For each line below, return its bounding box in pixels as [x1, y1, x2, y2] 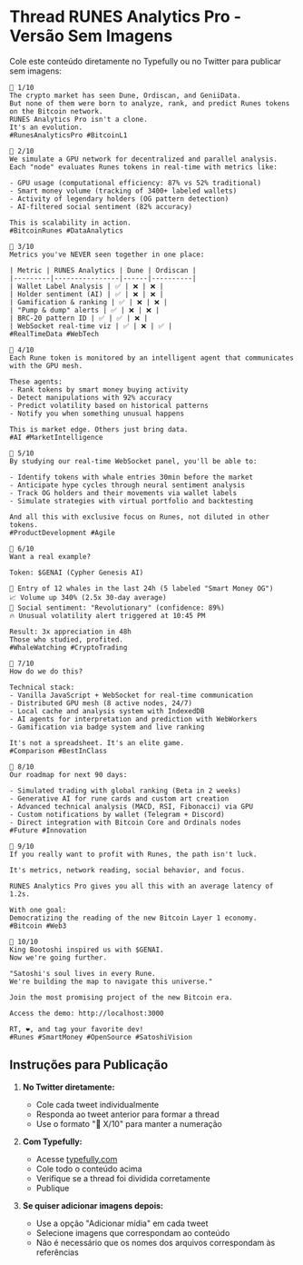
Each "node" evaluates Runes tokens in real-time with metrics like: [9, 162, 279, 172]
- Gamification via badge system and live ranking [9, 722, 205, 732]
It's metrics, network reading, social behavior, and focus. [9, 865, 246, 874]
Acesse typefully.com [35, 1153, 118, 1164]
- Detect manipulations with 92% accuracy [9, 393, 172, 402]
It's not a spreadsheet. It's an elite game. [9, 738, 184, 747]
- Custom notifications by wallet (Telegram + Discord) [9, 810, 225, 819]
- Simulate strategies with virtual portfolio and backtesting [9, 496, 254, 505]
